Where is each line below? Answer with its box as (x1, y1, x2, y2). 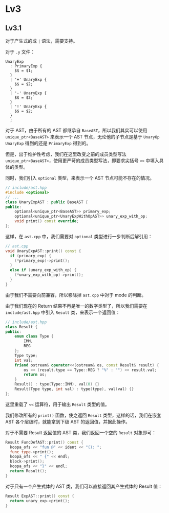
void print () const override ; (14, 219, 79, 224)
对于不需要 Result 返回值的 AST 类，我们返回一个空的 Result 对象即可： (5, 429, 156, 435)
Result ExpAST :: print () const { (5, 493, 74, 499)
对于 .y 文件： (5, 49, 35, 55)
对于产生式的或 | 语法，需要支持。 (5, 38, 78, 44)
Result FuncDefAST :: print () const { (5, 439, 83, 445)
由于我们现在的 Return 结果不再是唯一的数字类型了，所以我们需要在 (5, 303, 147, 309)
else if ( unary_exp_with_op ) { (10, 268, 77, 273)
